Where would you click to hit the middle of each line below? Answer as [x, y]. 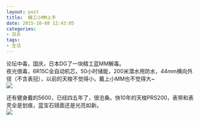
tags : [13, 40]
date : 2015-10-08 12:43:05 [40, 23]
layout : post [23, 12]
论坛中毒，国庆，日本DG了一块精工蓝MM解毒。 [65, 64]
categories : [21, 29]
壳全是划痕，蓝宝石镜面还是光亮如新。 [54, 105]
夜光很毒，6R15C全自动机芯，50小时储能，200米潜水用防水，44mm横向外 [99, 71]
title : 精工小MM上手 [31, 18]
